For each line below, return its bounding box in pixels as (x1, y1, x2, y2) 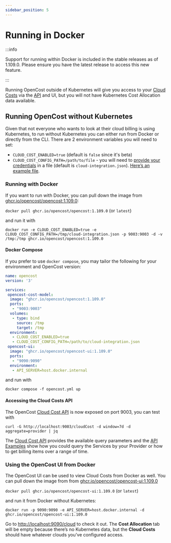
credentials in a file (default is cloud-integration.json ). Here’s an (12, 162, 150, 168)
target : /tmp (16, 325, 44, 330)
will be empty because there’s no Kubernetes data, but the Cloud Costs (5, 526, 156, 532)
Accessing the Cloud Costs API (5, 397, 73, 404)
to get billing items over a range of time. (5, 448, 89, 454)
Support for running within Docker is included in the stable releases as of (5, 56, 159, 62)
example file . (12, 168, 40, 174)
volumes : (10, 311, 28, 316)
